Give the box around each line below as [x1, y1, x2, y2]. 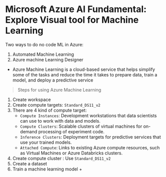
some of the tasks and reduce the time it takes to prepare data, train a [12, 71, 157, 77]
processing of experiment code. [38, 128, 105, 134]
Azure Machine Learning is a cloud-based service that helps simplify [12, 66, 155, 72]
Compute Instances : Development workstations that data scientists [20, 112, 157, 119]
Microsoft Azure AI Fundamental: [5, 4, 147, 15]
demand [20, 128, 38, 134]
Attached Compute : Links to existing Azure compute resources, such [20, 144, 160, 150]
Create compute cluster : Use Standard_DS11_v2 [12, 155, 111, 161]
